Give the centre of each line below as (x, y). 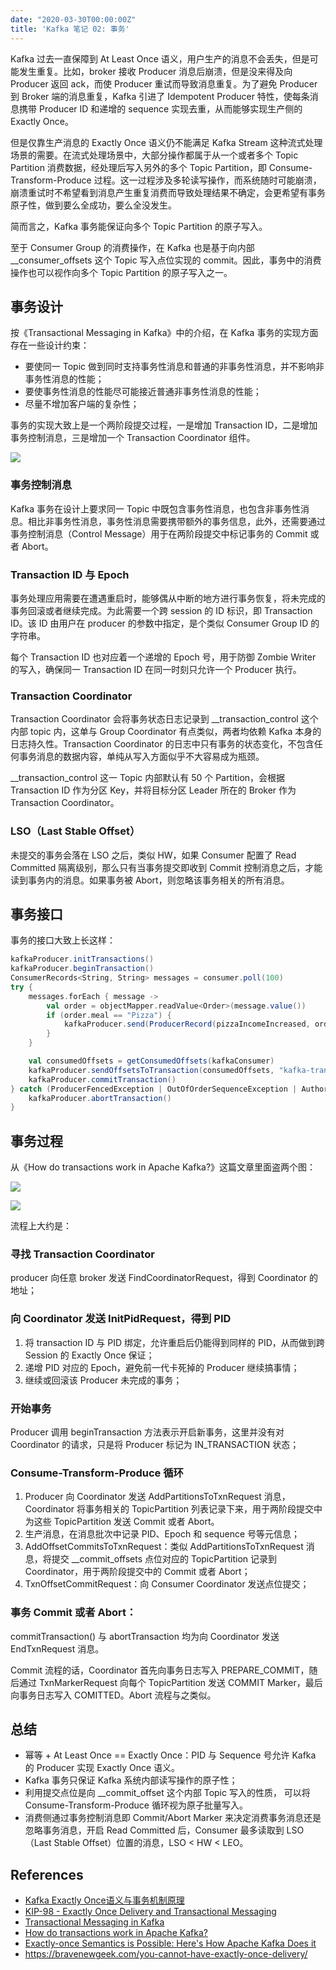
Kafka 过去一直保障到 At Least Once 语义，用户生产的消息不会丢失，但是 (160, 58)
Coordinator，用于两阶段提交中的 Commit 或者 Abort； (137, 1572)
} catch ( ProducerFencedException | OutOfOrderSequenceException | (154, 1089)
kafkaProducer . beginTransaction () (82, 969)
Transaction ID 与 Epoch (70, 574)
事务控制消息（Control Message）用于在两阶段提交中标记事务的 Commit (159, 533)
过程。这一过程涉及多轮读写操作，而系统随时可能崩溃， (207, 180)
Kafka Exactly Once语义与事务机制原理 (104, 1900)
